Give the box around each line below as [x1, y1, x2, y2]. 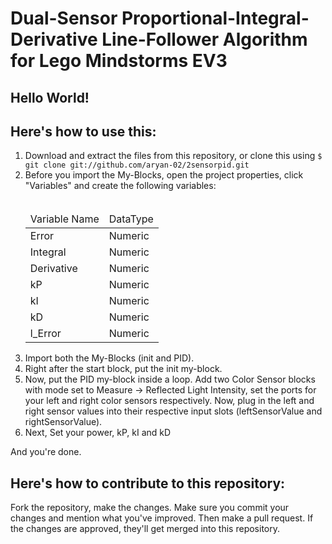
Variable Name [29, 212, 100, 226]
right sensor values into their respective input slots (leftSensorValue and [24, 405, 323, 417]
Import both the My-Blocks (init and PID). [24, 352, 195, 364]
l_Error [29, 327, 62, 341]
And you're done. [10, 446, 82, 458]
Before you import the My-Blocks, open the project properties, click [24, 169, 304, 181]
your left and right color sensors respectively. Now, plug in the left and [24, 395, 315, 407]
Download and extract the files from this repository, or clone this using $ [24, 150, 323, 162]
